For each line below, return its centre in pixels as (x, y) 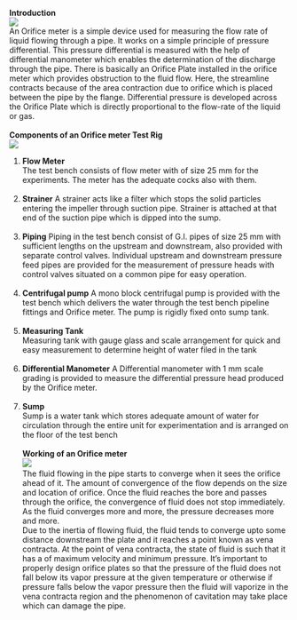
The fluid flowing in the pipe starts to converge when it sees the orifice (151, 473)
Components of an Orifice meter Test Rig (86, 135)
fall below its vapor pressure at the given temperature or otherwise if (147, 577)
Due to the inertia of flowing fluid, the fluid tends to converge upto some (154, 530)
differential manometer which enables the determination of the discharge (143, 60)
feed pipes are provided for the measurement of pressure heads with (148, 265)
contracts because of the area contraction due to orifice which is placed (141, 87)
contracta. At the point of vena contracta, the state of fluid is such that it (154, 549)
